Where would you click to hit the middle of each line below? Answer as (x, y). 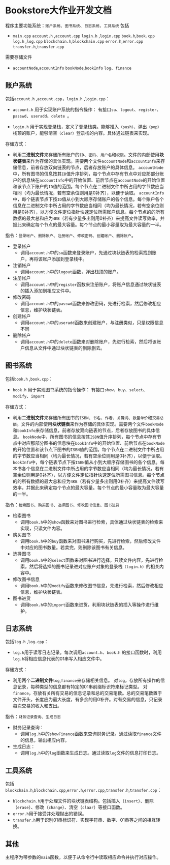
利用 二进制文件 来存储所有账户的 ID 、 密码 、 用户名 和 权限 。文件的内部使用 (86, 154)
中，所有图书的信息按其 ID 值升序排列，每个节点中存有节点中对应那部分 (86, 174)
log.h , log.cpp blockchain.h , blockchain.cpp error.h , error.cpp (78, 41)
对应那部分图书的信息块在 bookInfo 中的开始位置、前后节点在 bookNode (93, 443)
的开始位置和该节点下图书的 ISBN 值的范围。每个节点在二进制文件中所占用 (88, 449)
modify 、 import (28, 396)
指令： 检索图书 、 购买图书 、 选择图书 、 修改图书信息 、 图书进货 (62, 505)
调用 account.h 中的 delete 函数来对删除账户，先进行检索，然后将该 (88, 341)
